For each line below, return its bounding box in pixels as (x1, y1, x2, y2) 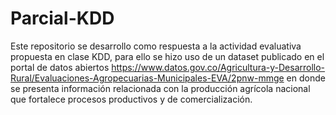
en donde (286, 72, 326, 84)
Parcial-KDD (10, 7, 115, 30)
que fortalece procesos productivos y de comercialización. (10, 93, 253, 105)
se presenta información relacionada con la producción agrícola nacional (10, 82, 311, 94)
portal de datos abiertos (10, 61, 110, 73)
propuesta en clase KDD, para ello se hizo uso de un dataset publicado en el (10, 50, 325, 62)
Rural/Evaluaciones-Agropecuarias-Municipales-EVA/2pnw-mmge (10, 72, 285, 84)
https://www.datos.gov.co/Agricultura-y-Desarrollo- (111, 61, 326, 73)
